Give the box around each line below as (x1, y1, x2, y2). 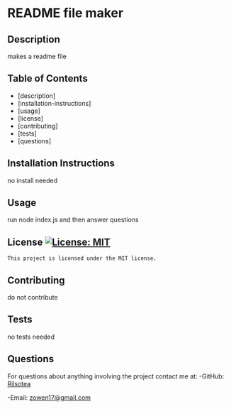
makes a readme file (7, 52, 67, 60)
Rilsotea (7, 379, 31, 388)
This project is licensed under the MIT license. (7, 255, 157, 262)
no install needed (7, 176, 58, 185)
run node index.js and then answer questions (7, 215, 139, 224)
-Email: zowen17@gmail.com (7, 393, 91, 402)
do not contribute (7, 293, 58, 302)
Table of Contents (7, 72, 89, 84)
